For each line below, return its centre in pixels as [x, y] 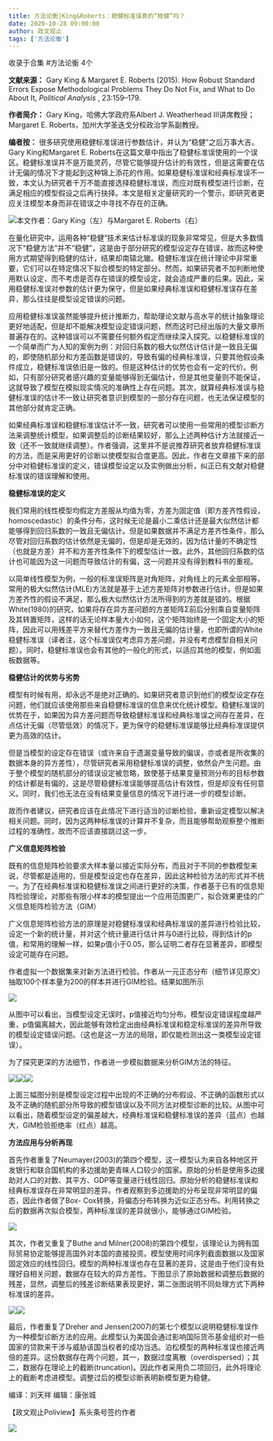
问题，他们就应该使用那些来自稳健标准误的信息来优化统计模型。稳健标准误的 [136, 705]
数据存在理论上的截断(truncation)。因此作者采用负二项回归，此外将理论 [142, 1368]
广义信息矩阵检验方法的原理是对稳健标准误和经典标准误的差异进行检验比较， [136, 924]
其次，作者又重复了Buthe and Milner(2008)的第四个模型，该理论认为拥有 [130, 1243]
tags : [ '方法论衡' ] [39, 39]
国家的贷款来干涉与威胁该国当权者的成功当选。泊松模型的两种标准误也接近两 [136, 1347]
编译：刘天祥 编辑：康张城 [52, 1395]
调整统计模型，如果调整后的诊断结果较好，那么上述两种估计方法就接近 [140, 436]
